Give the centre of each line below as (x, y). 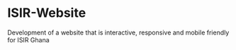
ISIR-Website (47, 13)
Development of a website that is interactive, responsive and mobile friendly (118, 32)
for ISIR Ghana (28, 39)
